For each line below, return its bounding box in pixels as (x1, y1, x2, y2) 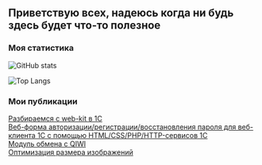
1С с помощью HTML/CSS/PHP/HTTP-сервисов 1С (37, 130, 208, 140)
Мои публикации (8, 95, 78, 106)
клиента (8, 130, 36, 140)
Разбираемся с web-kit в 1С (8, 113, 103, 123)
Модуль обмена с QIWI (8, 139, 87, 148)
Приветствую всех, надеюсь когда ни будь (8, 6, 234, 20)
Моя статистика (8, 43, 74, 54)
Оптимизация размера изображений (8, 147, 133, 157)
